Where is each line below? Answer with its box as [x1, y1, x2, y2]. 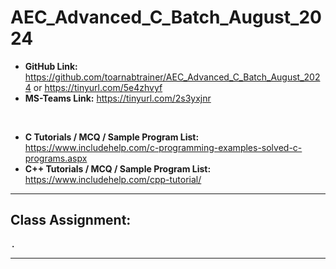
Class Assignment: [10, 212, 132, 229]
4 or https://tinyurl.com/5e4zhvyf [24, 81, 163, 93]
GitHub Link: [24, 60, 78, 72]
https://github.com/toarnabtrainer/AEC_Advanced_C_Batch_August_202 [24, 71, 321, 83]
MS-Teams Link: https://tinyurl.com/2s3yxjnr [24, 92, 212, 104]
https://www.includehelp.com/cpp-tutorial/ [24, 173, 202, 185]
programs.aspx [24, 152, 88, 164]
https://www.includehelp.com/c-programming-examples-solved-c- [24, 141, 303, 153]
